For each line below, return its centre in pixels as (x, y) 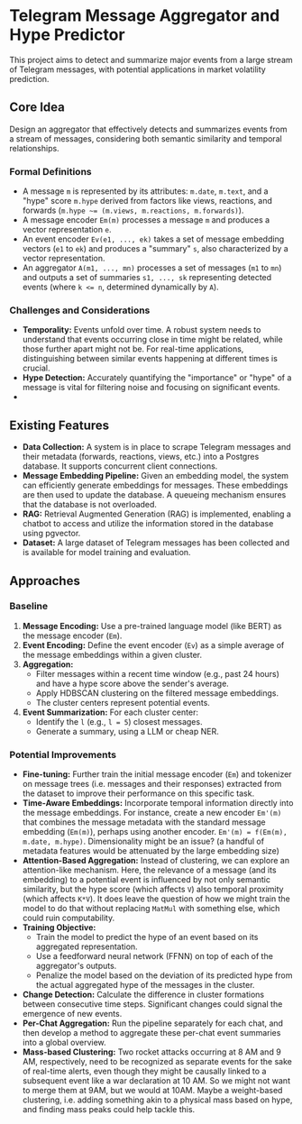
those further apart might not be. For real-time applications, (133, 349)
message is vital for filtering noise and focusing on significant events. (151, 388)
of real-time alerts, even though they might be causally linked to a (144, 1071)
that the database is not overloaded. (90, 505)
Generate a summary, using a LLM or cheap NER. (127, 731)
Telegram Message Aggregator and (145, 16)
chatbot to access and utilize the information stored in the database (148, 524)
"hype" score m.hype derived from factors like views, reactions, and (147, 201)
